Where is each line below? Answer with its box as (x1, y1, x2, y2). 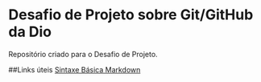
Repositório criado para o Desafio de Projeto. (8, 49, 159, 59)
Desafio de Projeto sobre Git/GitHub (8, 6, 254, 24)
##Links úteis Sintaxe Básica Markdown (8, 64, 141, 74)
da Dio (8, 23, 52, 41)
